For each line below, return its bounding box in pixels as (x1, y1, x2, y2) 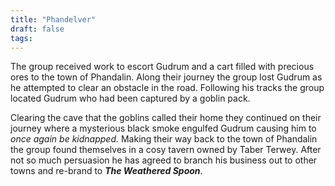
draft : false (10, 24, 65, 34)
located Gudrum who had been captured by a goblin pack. (10, 92, 251, 105)
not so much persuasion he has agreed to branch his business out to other (10, 154, 318, 166)
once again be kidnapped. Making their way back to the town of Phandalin (10, 133, 318, 145)
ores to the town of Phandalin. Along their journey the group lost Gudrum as (10, 71, 323, 83)
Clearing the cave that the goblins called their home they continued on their (10, 112, 322, 124)
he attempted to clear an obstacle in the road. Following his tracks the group (10, 82, 325, 94)
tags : (10, 33, 33, 43)
